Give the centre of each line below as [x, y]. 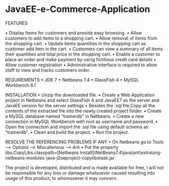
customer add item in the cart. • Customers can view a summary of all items [84, 49]
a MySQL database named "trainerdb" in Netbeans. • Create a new [75, 116]
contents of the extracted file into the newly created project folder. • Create [83, 111]
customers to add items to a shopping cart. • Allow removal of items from [81, 38]
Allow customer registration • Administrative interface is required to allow [81, 65]
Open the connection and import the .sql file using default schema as [77, 127]
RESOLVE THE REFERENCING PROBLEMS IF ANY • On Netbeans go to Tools [84, 142]
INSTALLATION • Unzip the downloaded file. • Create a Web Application [80, 95]
